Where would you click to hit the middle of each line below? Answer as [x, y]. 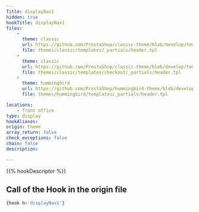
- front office [36, 110]
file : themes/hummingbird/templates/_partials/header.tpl [95, 94]
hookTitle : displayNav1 [36, 23]
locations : [20, 105]
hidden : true [22, 17]
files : [14, 28]
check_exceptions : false [37, 138]
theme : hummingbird [46, 83]
